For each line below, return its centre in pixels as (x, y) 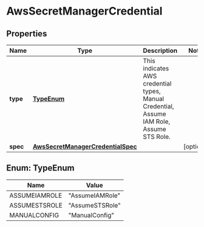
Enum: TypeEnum (40, 168)
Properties (27, 34)
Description (160, 51)
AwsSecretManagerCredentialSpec (85, 147)
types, (152, 91)
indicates (156, 68)
